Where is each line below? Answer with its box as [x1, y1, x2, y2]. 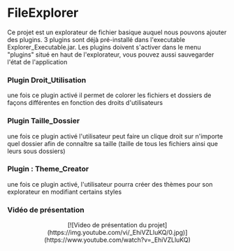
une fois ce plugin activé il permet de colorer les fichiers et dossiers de [7, 91, 212, 99]
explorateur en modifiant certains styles [7, 187, 122, 196]
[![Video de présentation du [67, 221, 147, 229]
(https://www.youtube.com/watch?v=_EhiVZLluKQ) [44, 236, 191, 244]
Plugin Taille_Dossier [7, 116, 80, 126]
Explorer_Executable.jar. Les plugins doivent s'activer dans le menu [7, 43, 201, 51]
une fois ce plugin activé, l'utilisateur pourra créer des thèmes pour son [7, 180, 213, 188]
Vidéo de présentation [7, 205, 85, 215]
